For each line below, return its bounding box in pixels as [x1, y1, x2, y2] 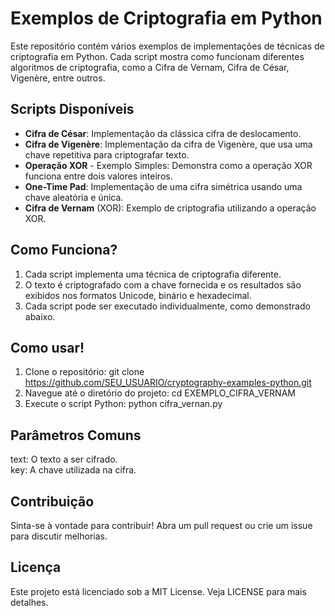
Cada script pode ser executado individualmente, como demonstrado [24, 300, 311, 312]
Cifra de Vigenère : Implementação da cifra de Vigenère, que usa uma [24, 138, 313, 150]
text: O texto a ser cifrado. [10, 453, 118, 466]
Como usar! [10, 339, 85, 356]
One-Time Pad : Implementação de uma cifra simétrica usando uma [24, 180, 303, 192]
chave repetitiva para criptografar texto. [24, 148, 190, 161]
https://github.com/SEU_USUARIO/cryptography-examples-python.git [24, 377, 312, 389]
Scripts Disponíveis [10, 101, 135, 118]
